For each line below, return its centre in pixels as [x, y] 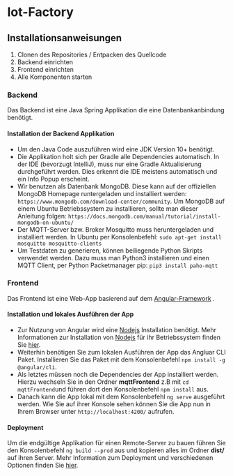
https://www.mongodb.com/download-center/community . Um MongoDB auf [121, 201]
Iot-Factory [41, 12]
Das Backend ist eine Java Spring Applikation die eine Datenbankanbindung [116, 110]
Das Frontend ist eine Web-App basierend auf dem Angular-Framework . [111, 298]
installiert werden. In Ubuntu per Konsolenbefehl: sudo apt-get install [119, 237]
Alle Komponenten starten [55, 77]
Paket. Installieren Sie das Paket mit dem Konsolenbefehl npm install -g [121, 359]
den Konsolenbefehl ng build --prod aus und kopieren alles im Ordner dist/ [116, 450]
